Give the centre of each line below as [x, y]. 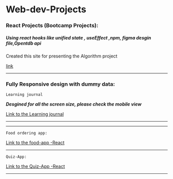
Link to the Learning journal [35, 114]
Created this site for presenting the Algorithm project [62, 56]
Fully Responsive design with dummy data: [60, 84]
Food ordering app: [27, 133]
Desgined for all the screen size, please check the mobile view [74, 104]
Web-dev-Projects [46, 9]
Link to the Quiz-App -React [35, 166]
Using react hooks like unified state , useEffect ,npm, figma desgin [79, 37]
